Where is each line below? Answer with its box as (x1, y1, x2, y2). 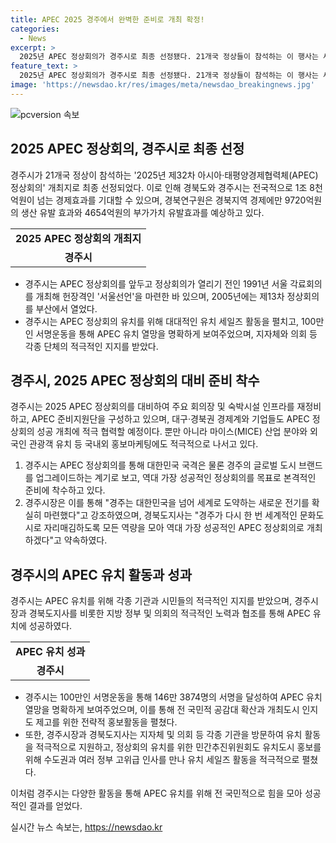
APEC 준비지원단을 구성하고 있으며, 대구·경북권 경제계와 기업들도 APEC (31, 413, 310, 425)
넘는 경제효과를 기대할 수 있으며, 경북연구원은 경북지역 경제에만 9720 (36, 194, 307, 206)
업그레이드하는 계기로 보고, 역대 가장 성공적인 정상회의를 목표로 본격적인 (35, 472, 317, 484)
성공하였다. (28, 620, 73, 632)
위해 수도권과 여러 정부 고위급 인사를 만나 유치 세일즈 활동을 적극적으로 (24, 754, 300, 766)
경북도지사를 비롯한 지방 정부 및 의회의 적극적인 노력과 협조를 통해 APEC (28, 607, 311, 620)
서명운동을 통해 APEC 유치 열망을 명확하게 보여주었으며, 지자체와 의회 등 (35, 327, 318, 340)
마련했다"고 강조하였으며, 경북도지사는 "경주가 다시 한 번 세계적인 (43, 509, 298, 521)
